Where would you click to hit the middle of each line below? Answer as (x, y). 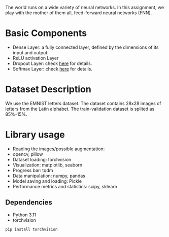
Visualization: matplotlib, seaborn (47, 165)
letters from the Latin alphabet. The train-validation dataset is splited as (80, 109)
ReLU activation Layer (36, 58)
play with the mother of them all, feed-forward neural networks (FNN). (79, 13)
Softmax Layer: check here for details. (53, 69)
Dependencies (29, 202)
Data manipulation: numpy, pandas (49, 176)
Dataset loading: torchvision (42, 159)
